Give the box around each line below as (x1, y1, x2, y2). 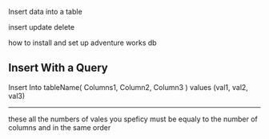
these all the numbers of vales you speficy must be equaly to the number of (8, 114, 259, 124)
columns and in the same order (8, 122, 111, 132)
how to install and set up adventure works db (8, 38, 158, 47)
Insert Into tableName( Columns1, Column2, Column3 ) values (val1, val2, (8, 82, 248, 92)
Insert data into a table (8, 7, 82, 16)
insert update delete (8, 22, 74, 31)
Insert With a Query (8, 61, 108, 75)
